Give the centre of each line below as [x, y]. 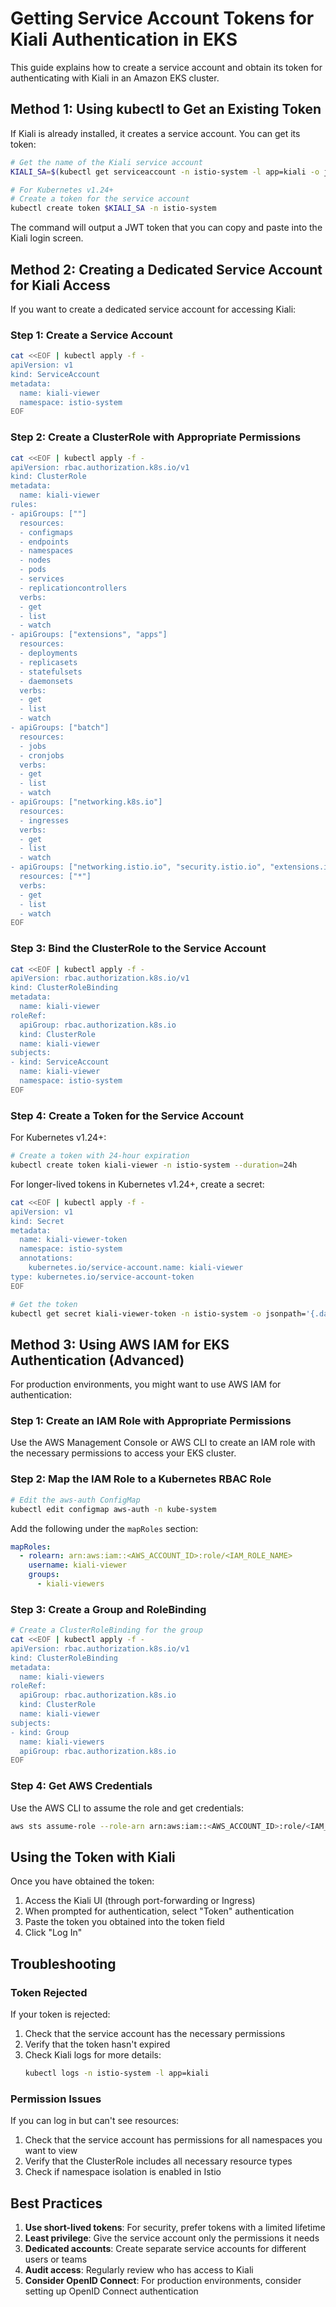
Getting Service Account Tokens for [162, 18]
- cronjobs [42, 755]
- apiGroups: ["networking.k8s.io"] [86, 802]
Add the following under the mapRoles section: [104, 1528]
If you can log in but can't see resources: [95, 2121]
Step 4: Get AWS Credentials [81, 1786]
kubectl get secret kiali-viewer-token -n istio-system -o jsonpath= [158, 1313]
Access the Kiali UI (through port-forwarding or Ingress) [140, 1901]
